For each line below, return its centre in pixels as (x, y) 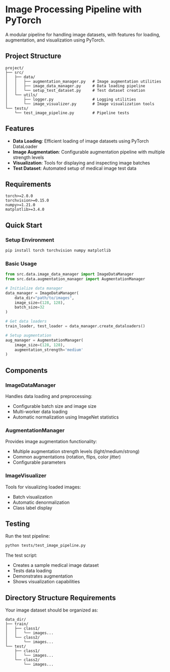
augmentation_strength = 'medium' (49, 350)
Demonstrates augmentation (43, 576)
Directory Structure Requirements (61, 598)
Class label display (33, 508)
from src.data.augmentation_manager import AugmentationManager (75, 279)
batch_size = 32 (29, 307)
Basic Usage (21, 264)
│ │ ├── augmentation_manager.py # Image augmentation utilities (83, 81)
